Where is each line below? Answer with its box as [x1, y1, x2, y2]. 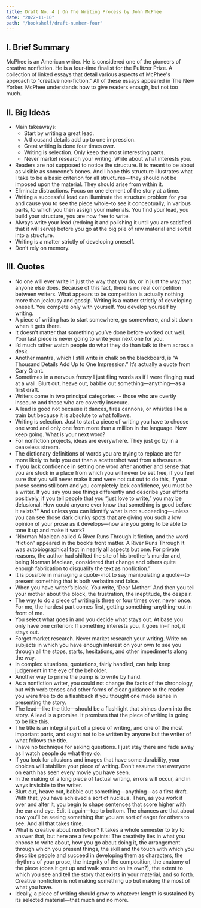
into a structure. [14, 232, 54, 239]
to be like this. [14, 718, 50, 725]
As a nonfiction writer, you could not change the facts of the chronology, [14, 679, 194, 687]
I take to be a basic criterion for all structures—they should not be [14, 175, 177, 181]
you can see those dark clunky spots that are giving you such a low [14, 514, 181, 521]
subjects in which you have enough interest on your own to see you [14, 641, 181, 648]
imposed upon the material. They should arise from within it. [14, 181, 163, 188]
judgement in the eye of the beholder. [14, 667, 108, 674]
